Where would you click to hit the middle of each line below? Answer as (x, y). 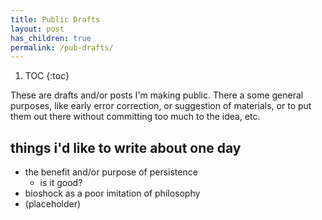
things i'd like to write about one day (126, 147)
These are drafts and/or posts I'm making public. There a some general (157, 95)
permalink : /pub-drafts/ (62, 47)
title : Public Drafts (55, 19)
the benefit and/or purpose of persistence (111, 172)
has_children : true (51, 38)
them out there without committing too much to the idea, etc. (135, 117)
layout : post (37, 29)
